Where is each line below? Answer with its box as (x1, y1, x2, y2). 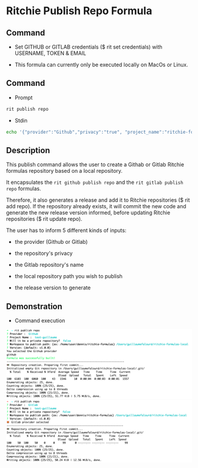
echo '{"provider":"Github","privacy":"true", (6, 129, 123, 135)
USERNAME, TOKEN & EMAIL (14, 50, 87, 57)
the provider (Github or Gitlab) (14, 238, 88, 246)
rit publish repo (6, 106, 49, 112)
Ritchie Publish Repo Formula (6, 4, 153, 18)
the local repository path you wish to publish (14, 273, 123, 280)
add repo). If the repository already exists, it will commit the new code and (6, 203, 187, 210)
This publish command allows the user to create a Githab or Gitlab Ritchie (6, 161, 184, 168)
